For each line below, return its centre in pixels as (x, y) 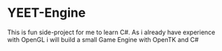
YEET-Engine (47, 13)
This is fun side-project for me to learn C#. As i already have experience (111, 32)
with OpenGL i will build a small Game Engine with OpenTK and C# (103, 39)
